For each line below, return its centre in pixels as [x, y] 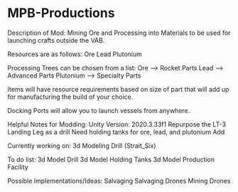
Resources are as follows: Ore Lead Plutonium [75, 54]
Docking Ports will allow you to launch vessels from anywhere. [99, 110]
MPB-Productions [61, 13]
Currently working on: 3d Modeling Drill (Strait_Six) [82, 145]
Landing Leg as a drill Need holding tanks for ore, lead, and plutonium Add [116, 132]
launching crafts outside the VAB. [56, 40]
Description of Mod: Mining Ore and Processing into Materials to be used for [119, 33]
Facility [18, 167]
